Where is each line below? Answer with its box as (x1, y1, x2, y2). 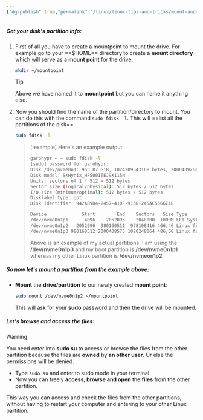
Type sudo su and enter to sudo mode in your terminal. (14, 369, 151, 376)
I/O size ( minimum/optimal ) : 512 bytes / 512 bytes (30, 189, 163, 195)
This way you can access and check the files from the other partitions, (6, 394, 182, 401)
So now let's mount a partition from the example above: (6, 266, 149, 273)
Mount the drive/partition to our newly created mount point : (14, 281, 167, 288)
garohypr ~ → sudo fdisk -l (30, 156, 101, 162)
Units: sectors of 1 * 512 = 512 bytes (30, 178, 131, 184)
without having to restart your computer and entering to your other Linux (6, 400, 187, 407)
